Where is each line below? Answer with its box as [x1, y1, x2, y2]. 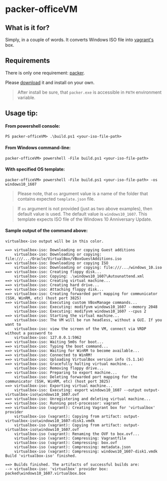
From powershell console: [5, 123, 60, 129]
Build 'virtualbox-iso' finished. [5, 453, 77, 458]
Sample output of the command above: [5, 228, 88, 234]
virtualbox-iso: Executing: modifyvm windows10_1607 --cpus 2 [14, 309, 146, 314]
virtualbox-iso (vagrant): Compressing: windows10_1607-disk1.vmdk [14, 449, 157, 454]
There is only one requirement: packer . [5, 70, 85, 76]
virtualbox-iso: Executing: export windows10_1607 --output [14, 388, 142, 393]
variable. [17, 94, 36, 101]
